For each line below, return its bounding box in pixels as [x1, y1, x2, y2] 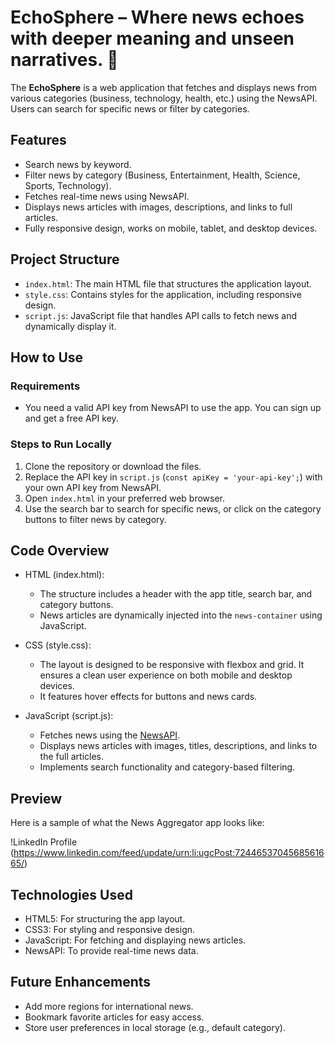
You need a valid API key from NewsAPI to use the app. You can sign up [24, 402, 322, 414]
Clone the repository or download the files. [24, 460, 202, 472]
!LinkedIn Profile [10, 836, 78, 848]
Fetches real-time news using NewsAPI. [24, 190, 190, 202]
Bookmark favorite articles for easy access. [24, 1011, 205, 1023]
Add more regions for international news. [24, 1000, 194, 1012]
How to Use [10, 349, 84, 366]
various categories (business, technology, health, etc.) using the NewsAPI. [10, 92, 318, 104]
